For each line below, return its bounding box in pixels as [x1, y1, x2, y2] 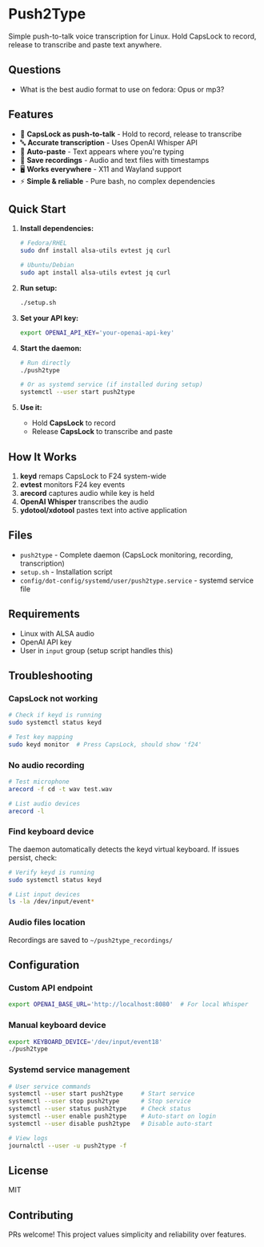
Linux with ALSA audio [19, 628, 94, 638]
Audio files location [8, 916, 86, 928]
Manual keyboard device [8, 1020, 106, 1031]
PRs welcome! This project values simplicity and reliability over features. [8, 1229, 246, 1240]
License [8, 1164, 49, 1177]
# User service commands [8, 1082, 91, 1091]
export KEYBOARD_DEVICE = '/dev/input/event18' [8, 1038, 162, 1046]
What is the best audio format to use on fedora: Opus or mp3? [19, 84, 225, 94]
